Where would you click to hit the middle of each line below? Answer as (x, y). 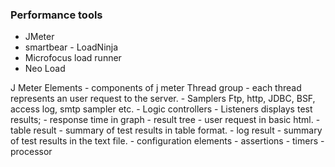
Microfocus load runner (73, 58)
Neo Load (45, 69)
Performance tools (56, 15)
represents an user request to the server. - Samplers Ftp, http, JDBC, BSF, (163, 99)
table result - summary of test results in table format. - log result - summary (166, 130)
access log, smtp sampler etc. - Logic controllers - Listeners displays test (161, 109)
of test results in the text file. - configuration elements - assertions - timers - (167, 141)
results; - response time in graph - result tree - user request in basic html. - (165, 120)
